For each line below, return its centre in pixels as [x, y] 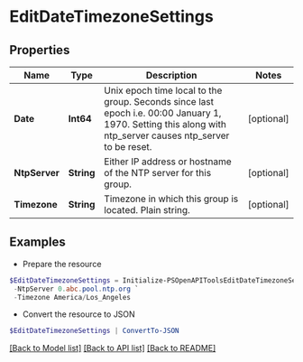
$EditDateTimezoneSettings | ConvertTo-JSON [94, 331]
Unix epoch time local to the [163, 90]
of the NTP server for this [157, 173]
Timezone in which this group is [171, 199]
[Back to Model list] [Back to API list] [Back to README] [113, 348]
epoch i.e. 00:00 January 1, [162, 113]
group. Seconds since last [159, 102]
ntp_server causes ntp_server [166, 135]
